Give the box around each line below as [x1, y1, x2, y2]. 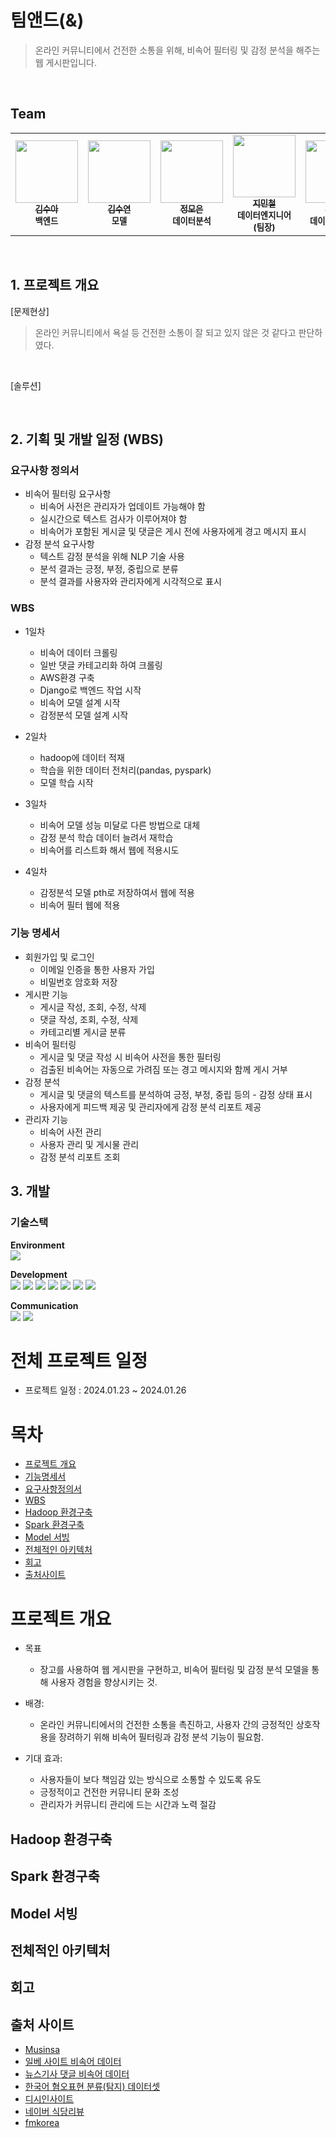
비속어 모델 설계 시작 [39, 696, 121, 708]
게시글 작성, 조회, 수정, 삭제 [39, 1001, 147, 1013]
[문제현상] [10, 305, 50, 317]
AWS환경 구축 [39, 671, 95, 683]
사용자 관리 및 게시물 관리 [39, 1138, 140, 1150]
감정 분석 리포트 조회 [39, 1151, 121, 1163]
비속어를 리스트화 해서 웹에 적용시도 [39, 844, 180, 856]
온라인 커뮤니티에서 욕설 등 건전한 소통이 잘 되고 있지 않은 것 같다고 [34, 326, 297, 338]
